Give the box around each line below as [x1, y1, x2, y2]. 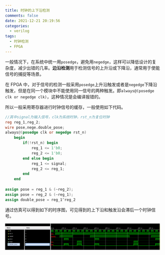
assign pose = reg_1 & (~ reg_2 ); [5, 187, 74, 192]
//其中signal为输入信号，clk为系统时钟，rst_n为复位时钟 [5, 114, 110, 120]
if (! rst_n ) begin [23, 140, 58, 146]
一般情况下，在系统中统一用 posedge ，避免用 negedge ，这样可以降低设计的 [5, 59, 152, 65]
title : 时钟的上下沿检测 [5, 8, 50, 13]
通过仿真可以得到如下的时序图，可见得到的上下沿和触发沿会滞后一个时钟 [5, 206, 151, 213]
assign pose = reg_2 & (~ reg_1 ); [5, 192, 74, 197]
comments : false [5, 13, 38, 18]
